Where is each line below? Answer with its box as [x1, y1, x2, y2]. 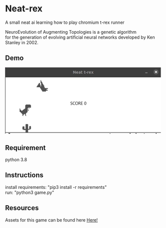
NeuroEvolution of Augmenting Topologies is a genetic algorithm [5, 29, 137, 35]
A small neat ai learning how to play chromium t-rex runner [5, 19, 125, 25]
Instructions [5, 171, 43, 179]
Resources [5, 204, 39, 212]
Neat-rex [5, 3, 43, 14]
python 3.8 [5, 157, 27, 163]
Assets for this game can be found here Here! [5, 217, 98, 223]
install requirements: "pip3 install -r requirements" [5, 184, 107, 190]
